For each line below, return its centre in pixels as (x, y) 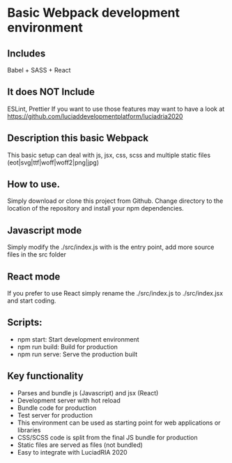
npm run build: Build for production (68, 347)
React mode (34, 276)
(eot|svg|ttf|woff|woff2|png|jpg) (53, 162)
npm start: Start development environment (78, 339)
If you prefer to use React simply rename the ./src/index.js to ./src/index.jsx (115, 294)
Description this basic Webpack (78, 138)
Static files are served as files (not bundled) (80, 445)
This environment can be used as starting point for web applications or (119, 423)
